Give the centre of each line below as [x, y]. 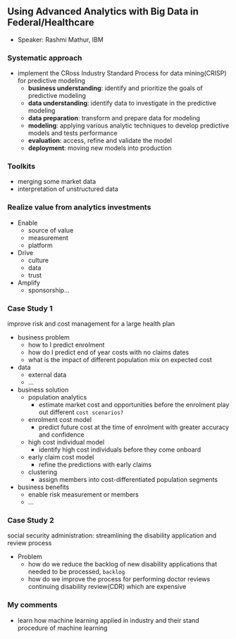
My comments [32, 605]
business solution [43, 390]
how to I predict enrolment [66, 345]
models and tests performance [73, 133]
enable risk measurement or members [83, 495]
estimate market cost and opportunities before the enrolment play [134, 405]
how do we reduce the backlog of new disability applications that [123, 564]
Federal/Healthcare [51, 23]
